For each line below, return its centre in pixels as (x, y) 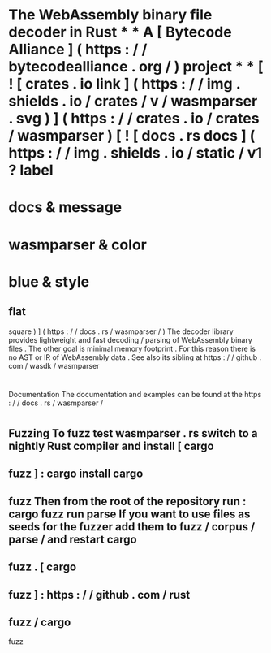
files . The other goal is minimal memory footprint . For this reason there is (132, 348)
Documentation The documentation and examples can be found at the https (135, 394)
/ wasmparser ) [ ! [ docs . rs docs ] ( (132, 136)
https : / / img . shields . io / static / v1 (135, 153)
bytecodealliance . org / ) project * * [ (136, 67)
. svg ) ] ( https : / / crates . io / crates (134, 119)
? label (31, 170)
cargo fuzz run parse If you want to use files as (129, 514)
